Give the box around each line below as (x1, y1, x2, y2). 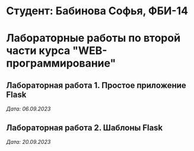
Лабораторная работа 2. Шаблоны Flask (6, 122, 163, 133)
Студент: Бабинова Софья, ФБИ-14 (6, 4, 189, 18)
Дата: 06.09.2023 (6, 105, 51, 112)
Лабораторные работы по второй (6, 32, 181, 45)
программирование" (6, 56, 116, 70)
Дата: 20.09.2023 (6, 139, 51, 145)
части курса (6, 44, 71, 58)
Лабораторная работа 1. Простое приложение (6, 80, 187, 90)
